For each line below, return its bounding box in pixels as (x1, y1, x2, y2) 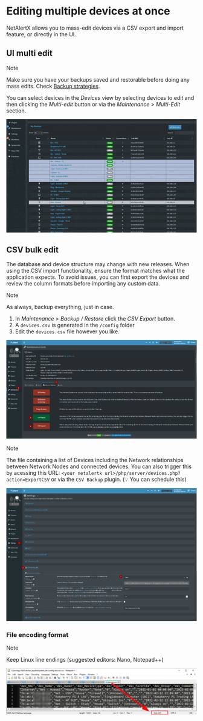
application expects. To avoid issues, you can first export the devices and (6, 273, 189, 281)
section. (6, 107, 27, 114)
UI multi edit (6, 48, 53, 59)
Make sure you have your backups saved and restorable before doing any (6, 76, 190, 83)
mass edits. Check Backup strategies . (6, 82, 100, 90)
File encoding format (6, 631, 69, 639)
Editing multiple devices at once (6, 4, 170, 18)
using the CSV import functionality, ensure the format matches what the (6, 267, 185, 275)
